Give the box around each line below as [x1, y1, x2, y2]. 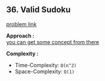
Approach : [6, 32, 35, 39]
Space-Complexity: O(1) [14, 68, 75, 75]
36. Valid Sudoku [6, 5, 71, 15]
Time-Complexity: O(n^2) [14, 61, 77, 68]
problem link [6, 20, 37, 27]
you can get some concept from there [6, 38, 100, 45]
